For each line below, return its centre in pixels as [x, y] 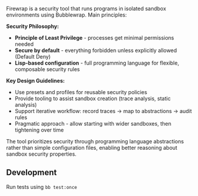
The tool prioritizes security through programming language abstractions [95, 141]
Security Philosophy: [33, 26]
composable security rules [47, 69]
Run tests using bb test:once [42, 187]
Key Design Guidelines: [36, 81]
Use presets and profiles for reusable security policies [81, 92]
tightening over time [39, 130]
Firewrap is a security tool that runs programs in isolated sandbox [86, 9]
